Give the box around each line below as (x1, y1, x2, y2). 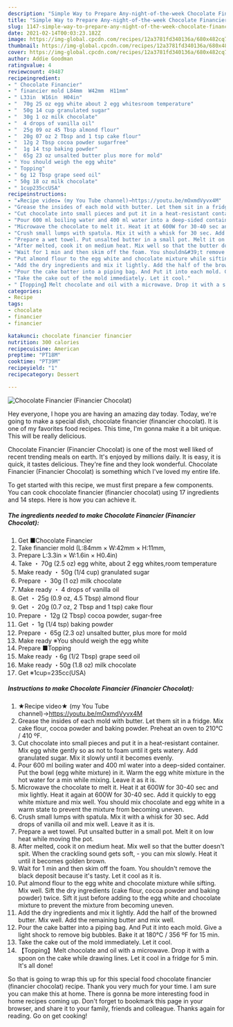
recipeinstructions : (8, 191, 68, 198)
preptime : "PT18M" (8, 352, 61, 359)
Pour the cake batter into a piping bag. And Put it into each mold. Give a (17, 923, 222, 931)
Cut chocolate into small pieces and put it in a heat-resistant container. (17, 738, 220, 747)
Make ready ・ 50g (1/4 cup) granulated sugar (17, 568, 150, 576)
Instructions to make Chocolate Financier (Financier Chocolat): (8, 684, 194, 693)
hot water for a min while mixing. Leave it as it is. (17, 775, 157, 784)
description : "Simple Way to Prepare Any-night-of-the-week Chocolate (8, 10, 216, 17)
